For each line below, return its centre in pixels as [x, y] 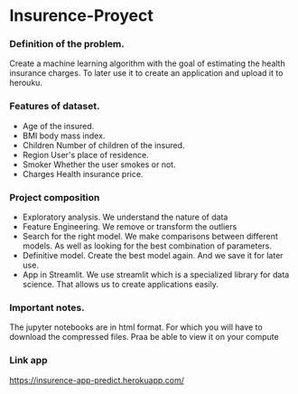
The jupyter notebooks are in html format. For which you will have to [136, 327]
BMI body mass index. [64, 136]
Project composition [55, 197]
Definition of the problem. [67, 44]
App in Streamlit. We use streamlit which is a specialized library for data [156, 275]
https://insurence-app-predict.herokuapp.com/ [97, 380]
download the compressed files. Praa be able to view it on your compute [144, 337]
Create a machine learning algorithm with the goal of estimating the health [148, 63]
